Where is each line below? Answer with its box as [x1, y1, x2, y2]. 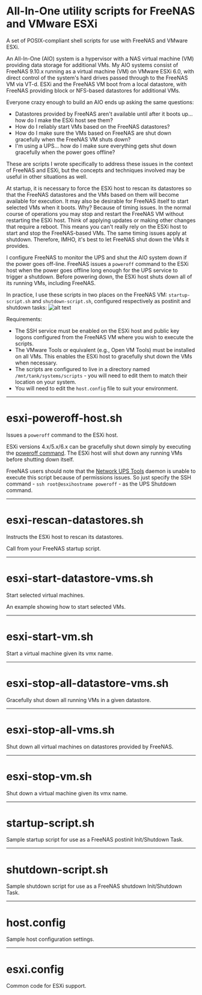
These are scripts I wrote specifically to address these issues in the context [6, 160, 194, 167]
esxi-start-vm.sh [6, 630, 94, 643]
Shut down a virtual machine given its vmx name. [6, 789, 128, 796]
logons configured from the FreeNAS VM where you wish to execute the [14, 333, 194, 340]
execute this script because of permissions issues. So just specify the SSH [6, 473, 191, 481]
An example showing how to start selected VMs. [6, 603, 126, 610]
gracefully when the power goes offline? [14, 149, 115, 156]
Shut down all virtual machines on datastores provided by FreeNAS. [6, 743, 174, 750]
